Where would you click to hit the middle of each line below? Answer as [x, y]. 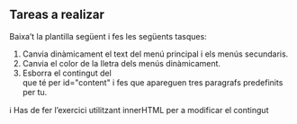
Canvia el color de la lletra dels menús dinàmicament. [121, 63]
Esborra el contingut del [67, 73]
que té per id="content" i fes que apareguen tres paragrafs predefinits [153, 82]
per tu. [35, 92]
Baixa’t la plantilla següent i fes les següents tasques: [108, 36]
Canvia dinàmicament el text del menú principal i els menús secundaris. [155, 54]
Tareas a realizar [57, 15]
